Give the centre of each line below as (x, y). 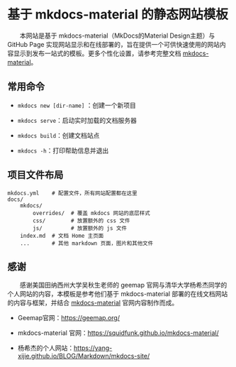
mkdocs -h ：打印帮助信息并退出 (63, 150)
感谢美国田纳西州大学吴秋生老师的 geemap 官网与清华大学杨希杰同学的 (124, 285)
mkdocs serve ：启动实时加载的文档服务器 (77, 120)
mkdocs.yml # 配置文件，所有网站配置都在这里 (72, 193)
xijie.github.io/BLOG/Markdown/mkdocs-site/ (84, 356)
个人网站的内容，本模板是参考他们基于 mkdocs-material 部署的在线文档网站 (118, 294)
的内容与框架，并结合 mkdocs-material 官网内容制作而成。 (93, 303)
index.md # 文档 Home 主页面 (62, 236)
